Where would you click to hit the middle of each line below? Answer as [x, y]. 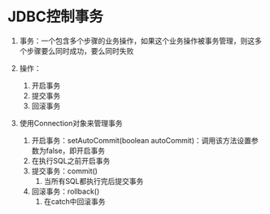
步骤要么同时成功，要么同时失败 [80, 50]
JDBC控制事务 [55, 17]
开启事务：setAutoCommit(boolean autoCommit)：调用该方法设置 [142, 140]
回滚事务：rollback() [65, 191]
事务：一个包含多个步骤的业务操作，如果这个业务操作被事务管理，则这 [137, 41]
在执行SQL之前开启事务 [71, 160]
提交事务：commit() [65, 171]
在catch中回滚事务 [75, 201]
